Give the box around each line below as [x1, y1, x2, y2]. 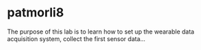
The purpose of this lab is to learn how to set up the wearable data [7, 27, 195, 36]
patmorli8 [7, 5, 64, 21]
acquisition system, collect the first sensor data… [7, 34, 146, 42]
